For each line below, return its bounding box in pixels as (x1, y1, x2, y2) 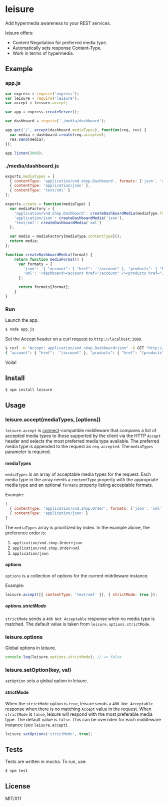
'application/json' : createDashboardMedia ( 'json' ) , (14, 216, 124, 221)
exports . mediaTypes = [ (5, 174, 55, 179)
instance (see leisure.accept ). (5, 722, 69, 728)
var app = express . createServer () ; (5, 109, 79, 115)
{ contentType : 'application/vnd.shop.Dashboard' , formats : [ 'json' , (9, 178, 157, 183)
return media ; (9, 239, 39, 244)
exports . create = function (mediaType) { (5, 201, 91, 207)
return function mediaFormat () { (14, 257, 84, 262)
